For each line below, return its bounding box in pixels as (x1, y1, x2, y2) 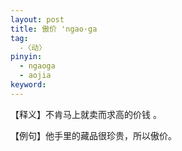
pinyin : (10, 52, 43, 62)
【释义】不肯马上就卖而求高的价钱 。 (10, 108, 162, 120)
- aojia (19, 71, 52, 81)
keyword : (10, 80, 47, 90)
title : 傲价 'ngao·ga (10, 24, 98, 34)
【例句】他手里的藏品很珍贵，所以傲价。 (10, 129, 177, 141)
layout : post (10, 14, 65, 25)
